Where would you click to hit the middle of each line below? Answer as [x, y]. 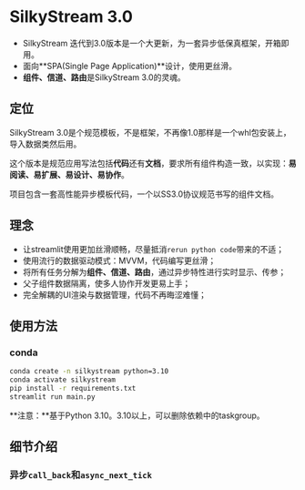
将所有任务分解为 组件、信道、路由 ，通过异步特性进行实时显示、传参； [154, 271]
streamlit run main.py [52, 397]
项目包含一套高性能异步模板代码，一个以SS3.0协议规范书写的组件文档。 [144, 194]
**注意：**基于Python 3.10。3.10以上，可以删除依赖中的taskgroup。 [137, 415]
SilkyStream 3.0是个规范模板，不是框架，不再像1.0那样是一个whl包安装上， [150, 132]
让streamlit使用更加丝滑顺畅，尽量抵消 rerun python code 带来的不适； [153, 249]
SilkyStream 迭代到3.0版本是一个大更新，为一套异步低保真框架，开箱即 [156, 43]
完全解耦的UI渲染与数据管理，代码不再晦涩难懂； [114, 294]
